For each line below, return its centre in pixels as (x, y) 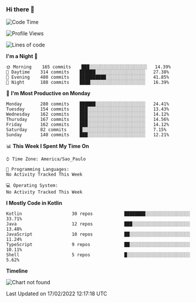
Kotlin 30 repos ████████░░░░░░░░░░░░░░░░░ (98, 214)
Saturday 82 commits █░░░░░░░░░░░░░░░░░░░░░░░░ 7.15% (86, 130)
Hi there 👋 (21, 9)
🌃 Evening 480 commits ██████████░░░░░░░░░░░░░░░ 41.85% (87, 78)
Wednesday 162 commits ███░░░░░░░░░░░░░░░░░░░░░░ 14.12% (87, 115)
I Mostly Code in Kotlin (34, 203)
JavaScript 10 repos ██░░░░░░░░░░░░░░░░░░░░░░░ (98, 234)
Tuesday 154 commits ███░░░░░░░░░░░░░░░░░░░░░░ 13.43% (87, 109)
